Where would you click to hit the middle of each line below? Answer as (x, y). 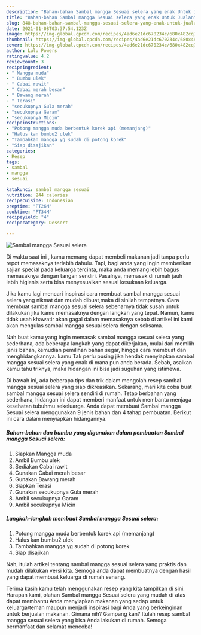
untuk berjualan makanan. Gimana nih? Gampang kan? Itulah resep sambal (98, 613)
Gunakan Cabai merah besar (50, 473)
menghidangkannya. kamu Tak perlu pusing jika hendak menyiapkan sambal (100, 356)
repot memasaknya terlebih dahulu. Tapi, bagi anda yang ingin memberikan (99, 263)
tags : (13, 162)
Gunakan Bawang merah (45, 479)
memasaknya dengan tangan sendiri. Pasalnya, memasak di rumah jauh (94, 276)
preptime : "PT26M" (29, 206)
